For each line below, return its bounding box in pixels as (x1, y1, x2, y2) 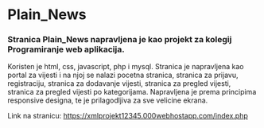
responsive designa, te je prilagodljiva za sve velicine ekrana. (7, 95, 208, 105)
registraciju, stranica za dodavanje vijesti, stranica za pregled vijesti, (7, 79, 231, 88)
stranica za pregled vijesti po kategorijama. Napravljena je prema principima (7, 87, 257, 97)
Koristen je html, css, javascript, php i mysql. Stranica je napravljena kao (7, 62, 244, 72)
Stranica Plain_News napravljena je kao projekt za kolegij (7, 34, 232, 45)
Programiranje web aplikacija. (7, 44, 125, 55)
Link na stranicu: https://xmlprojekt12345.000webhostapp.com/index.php (7, 111, 248, 121)
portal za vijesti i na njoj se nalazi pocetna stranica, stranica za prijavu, (7, 70, 239, 80)
